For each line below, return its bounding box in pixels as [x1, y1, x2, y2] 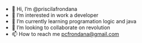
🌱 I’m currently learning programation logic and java [11, 18, 137, 24]
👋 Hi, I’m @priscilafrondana [11, 6, 78, 12]
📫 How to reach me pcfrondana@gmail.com [11, 31, 120, 37]
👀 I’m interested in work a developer [11, 12, 99, 19]
